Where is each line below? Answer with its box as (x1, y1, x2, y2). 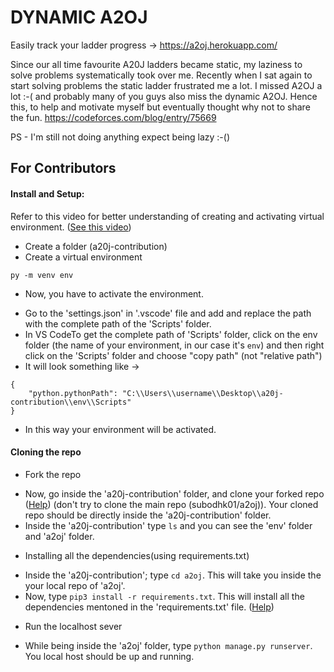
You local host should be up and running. (24, 650, 195, 662)
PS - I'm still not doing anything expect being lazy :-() (10, 131, 230, 143)
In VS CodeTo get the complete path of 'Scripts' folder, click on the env (24, 328, 318, 340)
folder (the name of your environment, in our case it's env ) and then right (24, 339, 325, 351)
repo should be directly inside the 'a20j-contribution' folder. (24, 509, 272, 521)
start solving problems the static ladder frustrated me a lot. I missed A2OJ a (10, 79, 323, 91)
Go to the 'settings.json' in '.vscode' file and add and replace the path (24, 307, 312, 319)
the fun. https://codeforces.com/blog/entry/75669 (10, 111, 217, 123)
